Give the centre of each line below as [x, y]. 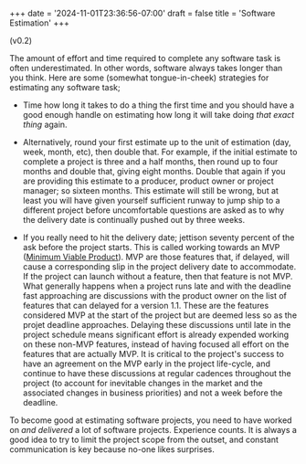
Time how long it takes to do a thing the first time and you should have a [158, 105]
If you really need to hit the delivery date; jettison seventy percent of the [158, 237]
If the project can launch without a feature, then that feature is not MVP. [158, 276]
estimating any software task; [65, 87]
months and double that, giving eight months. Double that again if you [154, 171]
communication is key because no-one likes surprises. [112, 449]
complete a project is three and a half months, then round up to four [150, 162]
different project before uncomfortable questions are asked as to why [153, 210]
